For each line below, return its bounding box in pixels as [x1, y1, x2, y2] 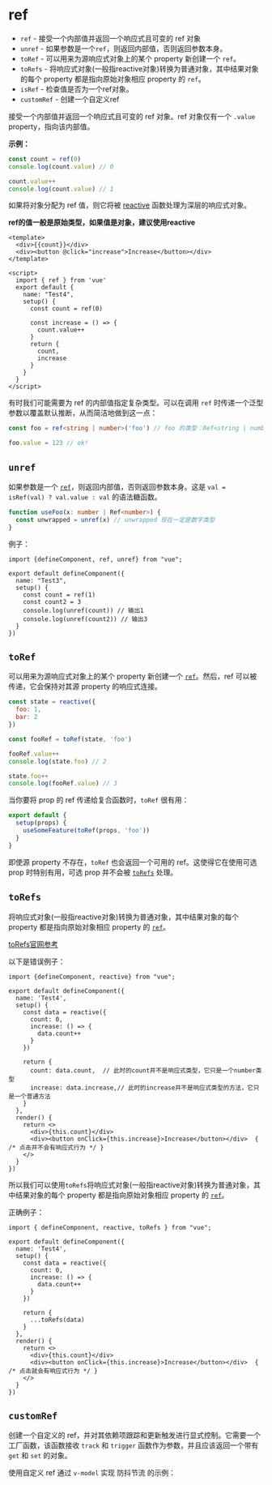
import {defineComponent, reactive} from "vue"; [8, 973, 176, 981]
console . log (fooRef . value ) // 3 [8, 780, 117, 788]
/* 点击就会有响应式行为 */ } [8, 1367, 99, 1375]
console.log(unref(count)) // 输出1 [23, 606, 144, 614]
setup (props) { [15, 819, 67, 828]
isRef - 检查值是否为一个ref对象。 [19, 83, 134, 94]
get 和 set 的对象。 [8, 1451, 72, 1461]
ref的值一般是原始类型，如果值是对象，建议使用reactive [8, 217, 196, 228]
